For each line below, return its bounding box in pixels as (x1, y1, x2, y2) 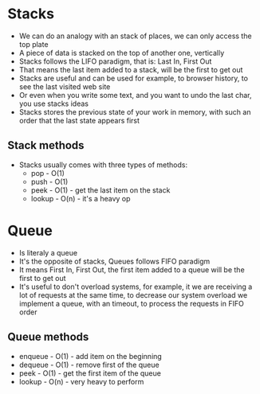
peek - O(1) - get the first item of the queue (18, 368, 161, 378)
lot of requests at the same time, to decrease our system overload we (18, 290, 248, 299)
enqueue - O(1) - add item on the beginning (18, 351, 163, 361)
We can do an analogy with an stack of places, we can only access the (18, 31, 252, 41)
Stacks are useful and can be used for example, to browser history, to (18, 73, 249, 83)
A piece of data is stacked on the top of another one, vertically (18, 48, 225, 57)
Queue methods (7, 330, 89, 344)
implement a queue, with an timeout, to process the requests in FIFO (18, 298, 244, 308)
